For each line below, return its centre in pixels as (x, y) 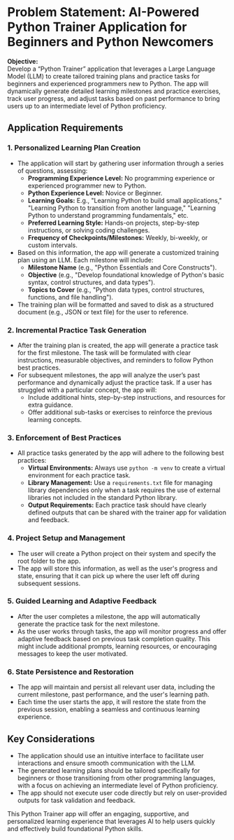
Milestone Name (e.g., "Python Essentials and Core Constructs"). (122, 267)
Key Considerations (51, 739)
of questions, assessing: (52, 170)
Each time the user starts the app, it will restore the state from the (111, 702)
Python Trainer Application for (97, 27)
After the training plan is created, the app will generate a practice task (118, 345)
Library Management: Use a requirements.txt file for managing (120, 483)
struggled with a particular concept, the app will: (87, 390)
